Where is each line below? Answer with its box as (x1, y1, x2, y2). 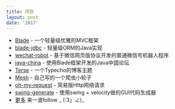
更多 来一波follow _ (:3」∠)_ (14, 96, 85, 104)
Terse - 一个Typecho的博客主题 (14, 67, 93, 74)
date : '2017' (6, 20, 39, 26)
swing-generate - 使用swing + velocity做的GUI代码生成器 (14, 89, 156, 96)
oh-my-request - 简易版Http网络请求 (14, 82, 105, 89)
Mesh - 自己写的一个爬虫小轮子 (14, 74, 92, 81)
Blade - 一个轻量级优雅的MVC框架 (14, 37, 99, 44)
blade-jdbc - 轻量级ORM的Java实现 (14, 44, 103, 51)
